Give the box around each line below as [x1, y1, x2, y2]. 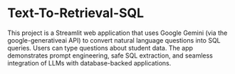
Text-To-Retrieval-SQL [7, 5, 145, 21]
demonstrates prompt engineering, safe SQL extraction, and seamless [7, 51, 214, 60]
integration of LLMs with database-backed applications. [7, 58, 172, 67]
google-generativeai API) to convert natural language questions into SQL [7, 36, 221, 44]
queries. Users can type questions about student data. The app [7, 43, 194, 52]
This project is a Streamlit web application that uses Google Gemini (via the [7, 28, 228, 37]
